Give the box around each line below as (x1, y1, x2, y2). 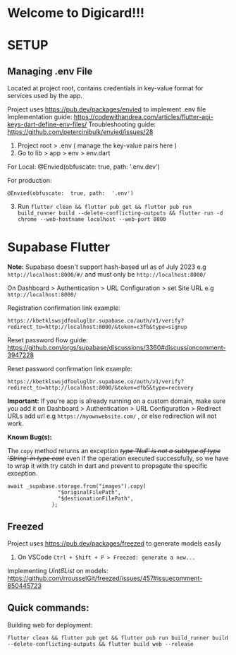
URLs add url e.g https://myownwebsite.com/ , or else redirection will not (7, 411, 217, 421)
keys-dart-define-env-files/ (7, 120, 87, 128)
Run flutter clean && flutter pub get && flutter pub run (17, 203, 192, 211)
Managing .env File (7, 65, 93, 77)
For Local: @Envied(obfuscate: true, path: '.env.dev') (7, 162, 161, 171)
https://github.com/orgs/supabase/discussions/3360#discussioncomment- (7, 344, 226, 352)
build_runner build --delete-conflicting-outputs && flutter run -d (17, 210, 223, 217)
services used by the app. (7, 92, 83, 100)
